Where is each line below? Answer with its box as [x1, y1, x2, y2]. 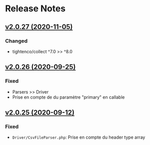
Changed [5, 37, 28, 44]
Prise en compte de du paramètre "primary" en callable [12, 94, 125, 100]
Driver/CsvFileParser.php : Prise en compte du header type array [12, 134, 146, 141]
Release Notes [5, 3, 66, 14]
